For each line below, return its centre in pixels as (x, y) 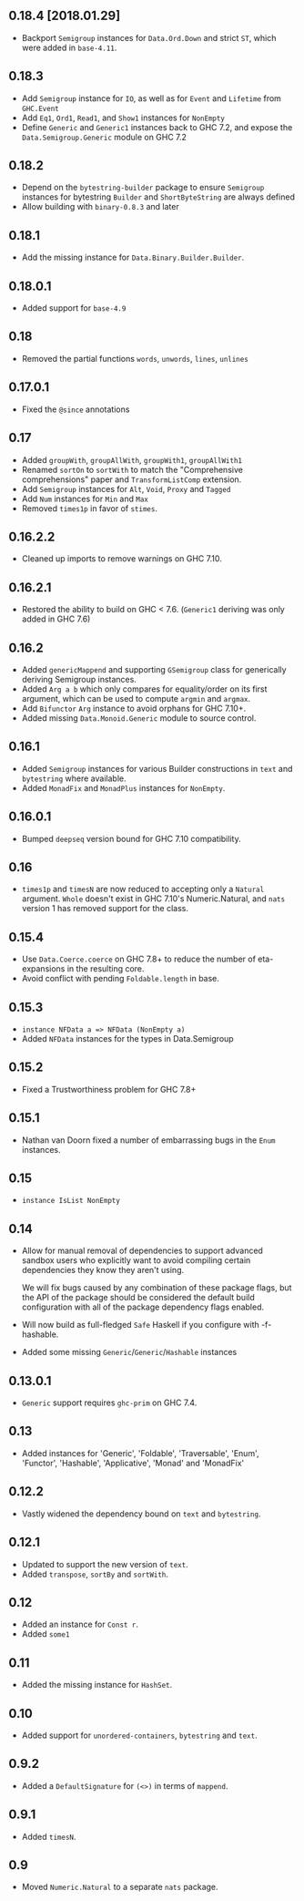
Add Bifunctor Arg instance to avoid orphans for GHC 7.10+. (134, 708)
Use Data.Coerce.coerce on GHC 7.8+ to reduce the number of (139, 959)
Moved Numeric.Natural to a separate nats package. (120, 1887)
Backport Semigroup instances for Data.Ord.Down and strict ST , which (149, 37)
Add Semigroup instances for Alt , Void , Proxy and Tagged (126, 488)
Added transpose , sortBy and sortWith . (95, 1574)
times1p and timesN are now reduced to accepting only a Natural (143, 889)
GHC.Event (41, 108)
